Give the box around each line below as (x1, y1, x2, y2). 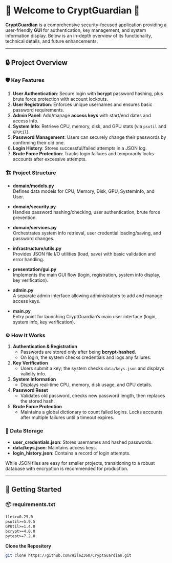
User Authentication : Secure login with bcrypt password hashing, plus (12, 90, 163, 97)
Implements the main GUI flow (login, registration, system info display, (12, 271, 161, 278)
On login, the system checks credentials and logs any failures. (20, 354, 152, 360)
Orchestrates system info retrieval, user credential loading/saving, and (12, 230, 161, 236)
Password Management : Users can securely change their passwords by (12, 134, 166, 140)
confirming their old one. (12, 139, 65, 146)
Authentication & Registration (12, 343, 78, 350)
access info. (12, 118, 39, 124)
